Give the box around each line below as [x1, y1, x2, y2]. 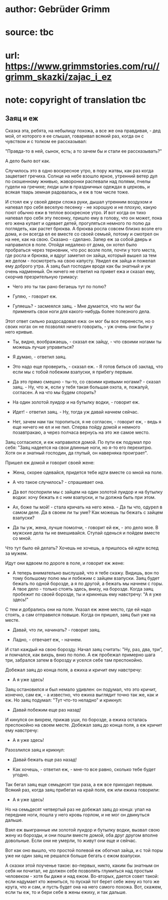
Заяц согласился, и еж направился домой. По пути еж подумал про [5, 439, 151, 445]
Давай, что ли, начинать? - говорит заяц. [12, 626, 101, 633]
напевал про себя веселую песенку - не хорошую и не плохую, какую [5, 204, 157, 210]
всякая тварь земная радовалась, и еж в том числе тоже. [5, 189, 129, 195]
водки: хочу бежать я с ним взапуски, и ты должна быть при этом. [12, 494, 156, 500]
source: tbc [5, 27, 54, 38]
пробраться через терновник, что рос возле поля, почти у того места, [5, 247, 156, 253]
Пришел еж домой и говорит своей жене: [5, 460, 95, 466]
